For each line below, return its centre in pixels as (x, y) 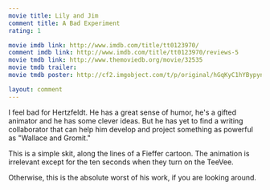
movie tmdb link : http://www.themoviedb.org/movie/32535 (106, 60)
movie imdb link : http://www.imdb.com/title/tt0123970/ (104, 45)
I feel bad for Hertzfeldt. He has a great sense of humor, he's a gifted (123, 112)
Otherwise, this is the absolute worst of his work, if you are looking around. (133, 177)
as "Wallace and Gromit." (49, 138)
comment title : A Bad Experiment (64, 23)
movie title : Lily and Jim (53, 16)
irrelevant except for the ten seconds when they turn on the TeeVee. (121, 162)
